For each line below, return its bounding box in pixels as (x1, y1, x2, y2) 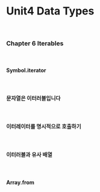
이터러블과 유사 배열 (6, 151, 53, 158)
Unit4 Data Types (6, 4, 95, 18)
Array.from (6, 179, 35, 186)
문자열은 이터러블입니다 (6, 94, 61, 102)
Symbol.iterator (6, 66, 47, 73)
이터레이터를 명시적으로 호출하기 (6, 123, 81, 130)
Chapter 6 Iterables (6, 39, 64, 48)
